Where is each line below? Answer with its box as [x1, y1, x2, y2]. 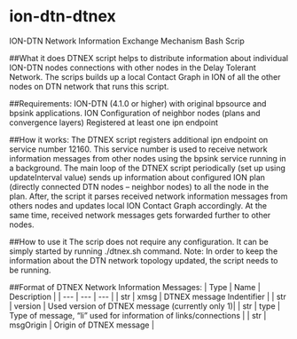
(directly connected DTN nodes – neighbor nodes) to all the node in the [9, 181, 270, 192]
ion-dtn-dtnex [9, 6, 117, 27]
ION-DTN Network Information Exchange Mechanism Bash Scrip [9, 35, 246, 46]
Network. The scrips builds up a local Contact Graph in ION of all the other [9, 71, 281, 82]
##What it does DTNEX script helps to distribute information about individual [9, 52, 289, 63]
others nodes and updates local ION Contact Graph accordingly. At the [9, 200, 268, 210]
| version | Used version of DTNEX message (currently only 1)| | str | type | [9, 300, 281, 311]
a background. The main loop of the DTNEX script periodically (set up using [9, 162, 286, 173]
